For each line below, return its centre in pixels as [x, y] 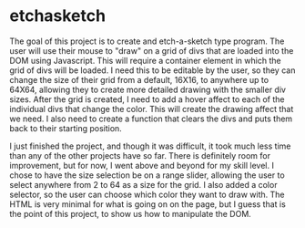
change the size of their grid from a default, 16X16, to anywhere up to [139, 79]
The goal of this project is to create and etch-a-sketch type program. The [147, 41]
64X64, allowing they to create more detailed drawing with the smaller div [148, 89]
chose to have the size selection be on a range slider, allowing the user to [147, 175]
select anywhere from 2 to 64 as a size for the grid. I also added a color [143, 184]
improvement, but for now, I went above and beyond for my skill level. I [142, 165]
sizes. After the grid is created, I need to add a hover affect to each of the [147, 99]
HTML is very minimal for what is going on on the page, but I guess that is [148, 204]
